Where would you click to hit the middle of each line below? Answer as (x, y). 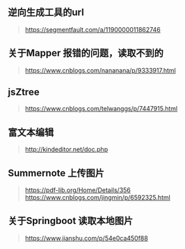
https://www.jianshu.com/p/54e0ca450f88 (86, 238)
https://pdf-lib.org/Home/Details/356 (78, 190)
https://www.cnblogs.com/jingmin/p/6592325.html (98, 198)
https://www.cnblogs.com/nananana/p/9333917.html (100, 70)
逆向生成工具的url (46, 12)
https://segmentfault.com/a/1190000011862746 (92, 29)
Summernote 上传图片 (56, 173)
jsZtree (24, 92)
